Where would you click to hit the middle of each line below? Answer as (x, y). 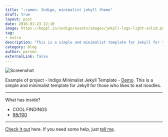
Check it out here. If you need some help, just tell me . (60, 129)
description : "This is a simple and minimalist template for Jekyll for (82, 42)
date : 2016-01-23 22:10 (30, 24)
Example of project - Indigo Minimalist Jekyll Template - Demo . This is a (79, 80)
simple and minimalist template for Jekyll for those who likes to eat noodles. (83, 85)
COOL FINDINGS (30, 109)
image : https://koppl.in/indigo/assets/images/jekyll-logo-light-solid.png (86, 28)
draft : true (17, 14)
